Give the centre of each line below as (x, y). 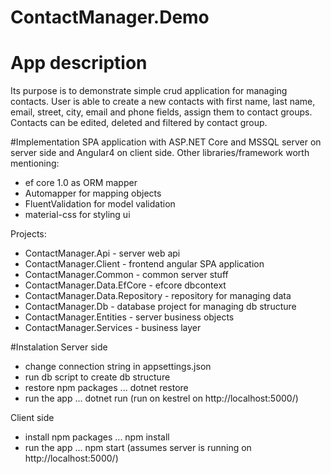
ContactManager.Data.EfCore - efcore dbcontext (125, 285)
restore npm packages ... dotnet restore (106, 388)
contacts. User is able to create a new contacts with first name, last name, (163, 102)
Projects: (28, 234)
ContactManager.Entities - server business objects (129, 317)
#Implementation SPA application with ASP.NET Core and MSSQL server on (166, 142)
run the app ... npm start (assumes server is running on (138, 448)
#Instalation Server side (59, 347)
